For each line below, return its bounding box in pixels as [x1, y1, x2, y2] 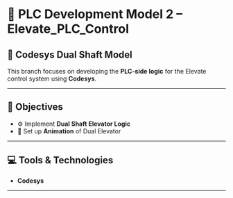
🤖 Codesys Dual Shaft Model [7, 49, 133, 60]
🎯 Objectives [7, 101, 64, 113]
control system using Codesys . [7, 74, 97, 83]
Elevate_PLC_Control [7, 21, 130, 37]
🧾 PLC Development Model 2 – [7, 6, 182, 22]
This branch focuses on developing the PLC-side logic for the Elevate [7, 67, 207, 75]
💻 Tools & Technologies [7, 154, 114, 166]
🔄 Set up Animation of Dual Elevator [17, 126, 121, 135]
